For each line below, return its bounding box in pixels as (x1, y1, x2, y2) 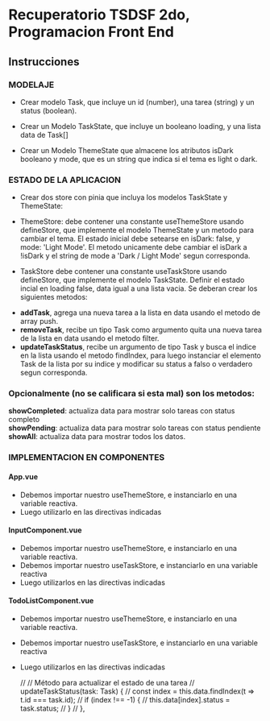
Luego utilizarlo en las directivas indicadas (19, 507, 162, 516)
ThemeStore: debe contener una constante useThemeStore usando (19, 217, 244, 226)
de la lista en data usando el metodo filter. (19, 334, 160, 343)
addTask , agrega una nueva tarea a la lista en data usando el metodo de (19, 308, 260, 317)
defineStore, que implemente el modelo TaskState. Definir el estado (19, 276, 245, 285)
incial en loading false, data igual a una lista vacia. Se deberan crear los (19, 284, 258, 293)
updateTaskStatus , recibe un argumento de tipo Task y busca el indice (19, 342, 256, 352)
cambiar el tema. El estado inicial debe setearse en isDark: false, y (19, 234, 240, 243)
